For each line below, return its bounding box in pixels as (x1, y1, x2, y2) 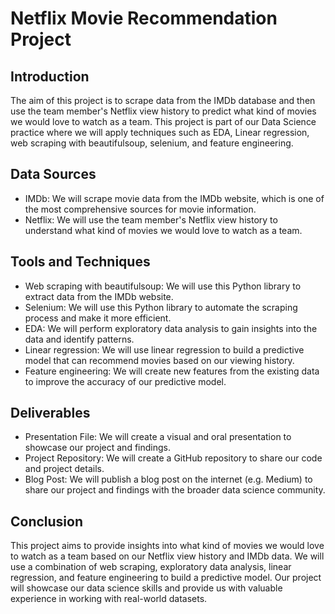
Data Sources (10, 166, 97, 183)
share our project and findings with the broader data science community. (24, 484, 326, 496)
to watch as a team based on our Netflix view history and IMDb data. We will (10, 550, 325, 562)
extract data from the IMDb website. (24, 290, 174, 302)
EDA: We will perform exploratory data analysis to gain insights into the (24, 322, 318, 334)
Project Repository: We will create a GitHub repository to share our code (24, 452, 323, 464)
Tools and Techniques (10, 253, 151, 271)
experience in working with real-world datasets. (10, 593, 208, 605)
